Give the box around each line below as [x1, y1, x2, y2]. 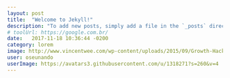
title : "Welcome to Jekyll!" [7, 16, 94, 23]
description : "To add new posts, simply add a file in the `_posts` [7, 22, 207, 29]
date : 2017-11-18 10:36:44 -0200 [7, 35, 109, 42]
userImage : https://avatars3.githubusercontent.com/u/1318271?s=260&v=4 [7, 60, 219, 67]
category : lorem [7, 41, 53, 48]
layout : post [7, 9, 44, 17]
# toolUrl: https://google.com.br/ [7, 28, 109, 36]
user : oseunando [7, 54, 53, 61]
